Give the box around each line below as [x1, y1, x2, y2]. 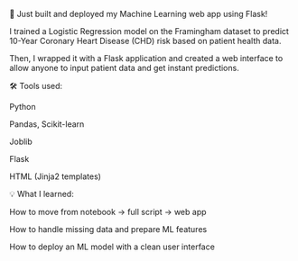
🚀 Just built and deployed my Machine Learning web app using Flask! [9, 9, 268, 19]
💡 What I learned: [9, 189, 74, 199]
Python [9, 102, 36, 112]
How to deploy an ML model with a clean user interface [9, 241, 215, 252]
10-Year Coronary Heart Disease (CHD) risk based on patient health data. [9, 36, 282, 46]
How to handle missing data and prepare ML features [9, 224, 208, 234]
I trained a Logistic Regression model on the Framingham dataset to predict [9, 26, 289, 36]
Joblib [9, 136, 33, 147]
